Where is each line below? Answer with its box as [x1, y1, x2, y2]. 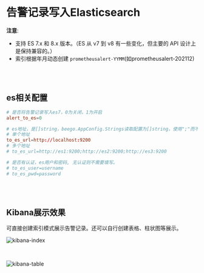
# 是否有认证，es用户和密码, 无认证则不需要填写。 [6, 159, 118, 165]
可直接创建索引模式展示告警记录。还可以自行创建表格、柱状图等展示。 [6, 224, 182, 232]
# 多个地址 [6, 143, 30, 149]
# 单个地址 [6, 131, 30, 137]
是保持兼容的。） [15, 47, 56, 55]
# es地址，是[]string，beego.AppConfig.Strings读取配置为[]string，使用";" [6, 126, 190, 132]
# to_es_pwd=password [6, 171, 61, 177]
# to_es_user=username [6, 165, 64, 171]
